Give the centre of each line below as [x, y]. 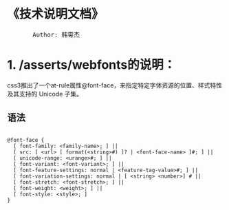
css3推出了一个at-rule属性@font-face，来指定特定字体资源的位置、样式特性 [115, 85]
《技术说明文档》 [56, 14]
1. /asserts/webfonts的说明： [91, 65]
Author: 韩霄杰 [56, 34]
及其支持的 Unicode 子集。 [45, 94]
